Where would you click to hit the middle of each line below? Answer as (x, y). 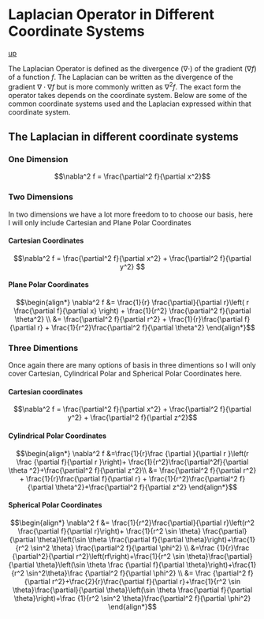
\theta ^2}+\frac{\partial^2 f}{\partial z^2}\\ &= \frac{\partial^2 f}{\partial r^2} (132, 470)
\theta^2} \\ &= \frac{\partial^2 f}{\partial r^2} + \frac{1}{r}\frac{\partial (128, 319)
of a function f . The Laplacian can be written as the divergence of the (121, 77)
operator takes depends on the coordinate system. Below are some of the (128, 95)
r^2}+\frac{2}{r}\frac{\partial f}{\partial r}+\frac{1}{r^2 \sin (147, 581)
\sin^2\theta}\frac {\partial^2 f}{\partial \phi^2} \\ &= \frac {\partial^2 (136, 573)
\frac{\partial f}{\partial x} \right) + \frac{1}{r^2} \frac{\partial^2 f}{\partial (132, 311)
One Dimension (38, 159)
